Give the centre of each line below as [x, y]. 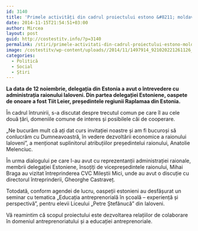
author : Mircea [25, 28]
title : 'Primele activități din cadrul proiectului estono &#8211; [91, 17]
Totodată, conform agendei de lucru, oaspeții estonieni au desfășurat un [94, 191]
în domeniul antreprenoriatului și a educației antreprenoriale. [79, 222]
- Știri [21, 72]
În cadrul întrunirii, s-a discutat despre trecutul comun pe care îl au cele [93, 113]
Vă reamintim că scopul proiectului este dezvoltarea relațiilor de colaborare [97, 215]
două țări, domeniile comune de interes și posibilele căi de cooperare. [91, 119]
